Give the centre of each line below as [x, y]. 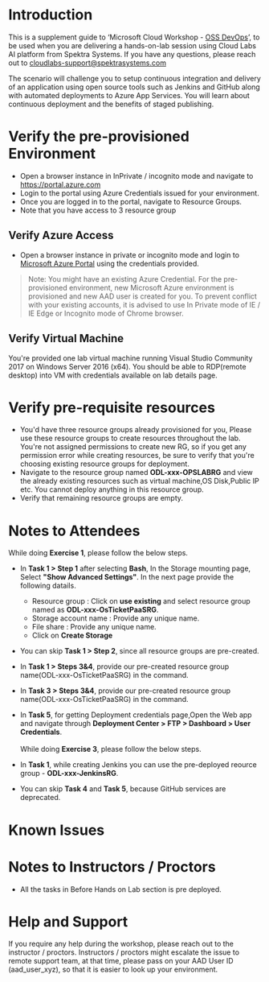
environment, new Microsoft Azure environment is [151, 287]
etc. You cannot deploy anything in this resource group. [112, 489]
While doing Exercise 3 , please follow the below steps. [111, 749]
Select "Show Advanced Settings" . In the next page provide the [127, 577]
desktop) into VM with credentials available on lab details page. [113, 375]
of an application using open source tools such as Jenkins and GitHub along [134, 87]
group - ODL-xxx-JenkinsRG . [69, 774]
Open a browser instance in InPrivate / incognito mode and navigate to [137, 175]
